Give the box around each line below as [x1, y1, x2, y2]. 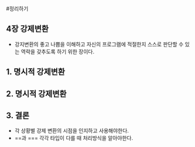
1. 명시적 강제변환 [6, 67, 66, 77]
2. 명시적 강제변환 [6, 89, 67, 99]
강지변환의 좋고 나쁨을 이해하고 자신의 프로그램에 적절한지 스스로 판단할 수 [14, 41, 184, 48]
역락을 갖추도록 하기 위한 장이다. [20, 48, 95, 55]
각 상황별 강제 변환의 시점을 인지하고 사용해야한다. [14, 127, 129, 134]
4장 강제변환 [6, 24, 49, 34]
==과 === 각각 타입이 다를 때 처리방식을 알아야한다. [14, 135, 134, 142]
